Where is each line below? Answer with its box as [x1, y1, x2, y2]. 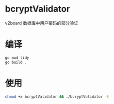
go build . [5, 60, 27, 65]
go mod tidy [5, 55, 29, 60]
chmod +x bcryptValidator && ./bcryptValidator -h [5, 94, 110, 99]
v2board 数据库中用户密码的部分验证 [5, 20, 79, 26]
